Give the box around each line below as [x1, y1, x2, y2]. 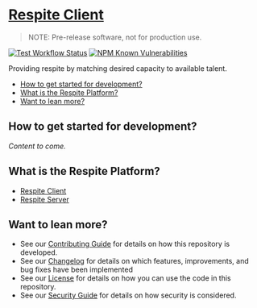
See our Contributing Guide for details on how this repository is [19, 239, 230, 249]
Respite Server [19, 194, 70, 204]
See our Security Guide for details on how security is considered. [19, 290, 237, 300]
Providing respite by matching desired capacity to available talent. [8, 63, 227, 73]
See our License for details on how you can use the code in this [19, 273, 231, 283]
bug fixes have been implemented [19, 264, 133, 275]
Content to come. [8, 141, 66, 151]
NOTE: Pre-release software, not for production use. [27, 32, 202, 42]
